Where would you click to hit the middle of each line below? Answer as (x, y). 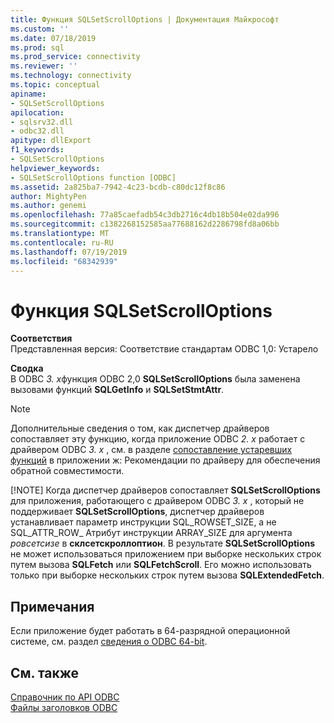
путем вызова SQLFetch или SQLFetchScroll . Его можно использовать (161, 565)
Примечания (52, 606)
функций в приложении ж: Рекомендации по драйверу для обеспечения (165, 460)
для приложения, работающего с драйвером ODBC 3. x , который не (157, 501)
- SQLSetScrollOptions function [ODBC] (93, 177)
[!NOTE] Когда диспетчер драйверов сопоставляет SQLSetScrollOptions (165, 490)
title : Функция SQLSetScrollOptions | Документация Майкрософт (145, 19)
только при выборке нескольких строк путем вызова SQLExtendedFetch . (167, 575)
